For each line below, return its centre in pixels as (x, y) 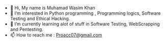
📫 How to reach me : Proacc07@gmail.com (56, 35)
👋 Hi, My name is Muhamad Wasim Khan (52, 8)
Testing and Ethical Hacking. (40, 18)
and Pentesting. (26, 29)
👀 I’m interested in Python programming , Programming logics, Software (86, 13)
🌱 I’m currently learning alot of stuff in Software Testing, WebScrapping (85, 24)
